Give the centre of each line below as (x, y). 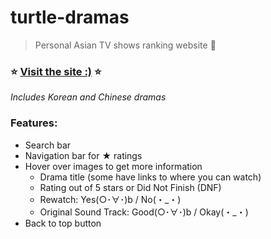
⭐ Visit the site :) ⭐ (56, 71)
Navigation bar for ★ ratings (83, 155)
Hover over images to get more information (113, 166)
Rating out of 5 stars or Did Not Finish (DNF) (130, 187)
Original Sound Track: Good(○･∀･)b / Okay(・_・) (144, 212)
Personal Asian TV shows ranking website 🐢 (125, 45)
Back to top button (63, 223)
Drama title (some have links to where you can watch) (150, 177)
